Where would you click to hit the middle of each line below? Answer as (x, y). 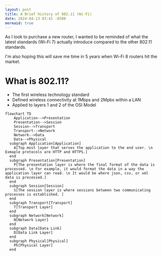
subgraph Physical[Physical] (39, 241)
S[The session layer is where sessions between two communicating (82, 190)
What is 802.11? (37, 81)
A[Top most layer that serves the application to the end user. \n (83, 148)
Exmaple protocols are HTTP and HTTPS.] (47, 152)
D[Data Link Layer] (33, 233)
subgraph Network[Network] (37, 216)
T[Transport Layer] (33, 207)
